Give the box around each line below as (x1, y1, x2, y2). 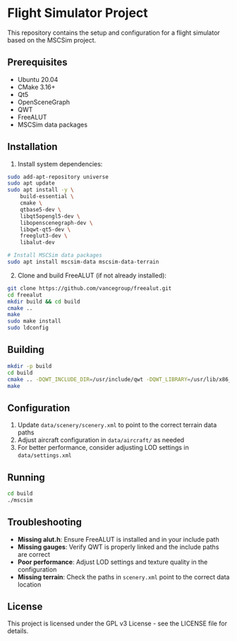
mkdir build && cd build (7, 298, 80, 305)
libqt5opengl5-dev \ (20, 212, 80, 220)
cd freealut (7, 291, 42, 299)
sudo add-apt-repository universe (7, 173, 109, 180)
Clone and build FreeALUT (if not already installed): (17, 271, 167, 279)
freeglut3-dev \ (20, 232, 68, 240)
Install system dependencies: (17, 159, 103, 168)
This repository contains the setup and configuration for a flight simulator (7, 28, 220, 37)
